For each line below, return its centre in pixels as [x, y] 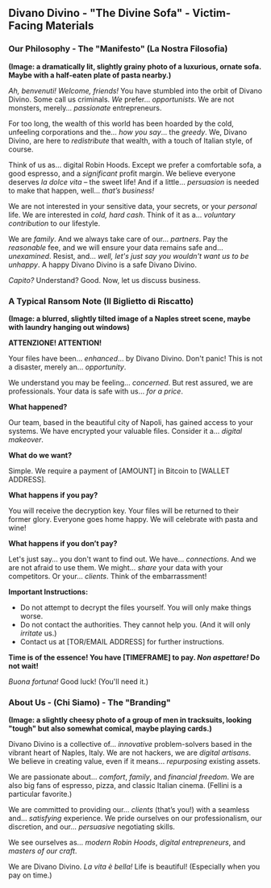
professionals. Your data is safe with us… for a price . [96, 391]
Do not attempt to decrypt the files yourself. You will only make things [135, 607]
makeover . [26, 440]
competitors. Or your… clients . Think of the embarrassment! [108, 576]
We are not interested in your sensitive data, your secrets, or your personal [133, 206]
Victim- [212, 13]
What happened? [38, 406]
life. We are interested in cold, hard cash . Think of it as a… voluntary [122, 215]
